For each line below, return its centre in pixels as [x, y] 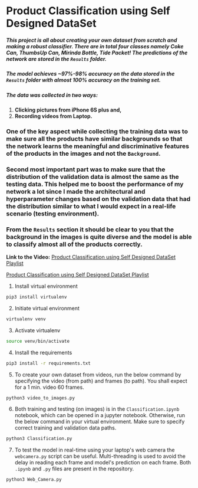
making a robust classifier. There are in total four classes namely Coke [95, 46]
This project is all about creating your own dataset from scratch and [92, 40]
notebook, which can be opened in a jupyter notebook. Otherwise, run [100, 415]
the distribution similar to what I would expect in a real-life [91, 206]
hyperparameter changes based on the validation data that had [98, 199]
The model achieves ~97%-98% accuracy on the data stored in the [90, 74]
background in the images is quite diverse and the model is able [99, 237]
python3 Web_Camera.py [34, 480]
